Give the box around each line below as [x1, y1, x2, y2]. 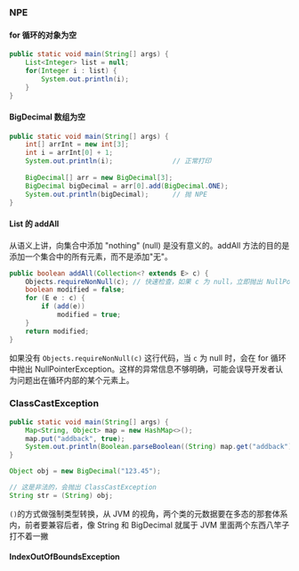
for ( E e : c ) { [25, 294, 86, 303]
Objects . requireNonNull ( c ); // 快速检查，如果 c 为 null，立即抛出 [25, 277, 263, 286]
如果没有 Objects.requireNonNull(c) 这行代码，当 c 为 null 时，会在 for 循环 [9, 352, 287, 363]
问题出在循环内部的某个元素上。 [16, 374, 134, 385]
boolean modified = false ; [25, 285, 125, 295]
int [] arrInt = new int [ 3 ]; [25, 140, 129, 149]
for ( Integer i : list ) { [25, 66, 117, 75]
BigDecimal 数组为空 [9, 111, 86, 122]
